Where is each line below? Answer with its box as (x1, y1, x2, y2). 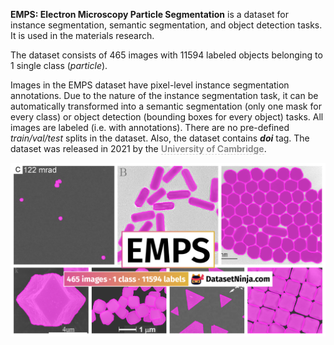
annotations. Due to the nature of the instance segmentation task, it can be (10, 90, 319, 101)
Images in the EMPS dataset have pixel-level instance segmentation (10, 79, 290, 91)
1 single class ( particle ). (10, 60, 108, 71)
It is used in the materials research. (10, 30, 155, 41)
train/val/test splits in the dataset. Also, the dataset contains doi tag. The (10, 132, 310, 144)
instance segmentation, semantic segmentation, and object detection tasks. (10, 19, 323, 31)
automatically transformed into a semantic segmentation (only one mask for (10, 100, 322, 112)
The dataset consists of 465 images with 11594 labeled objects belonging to (10, 49, 323, 61)
